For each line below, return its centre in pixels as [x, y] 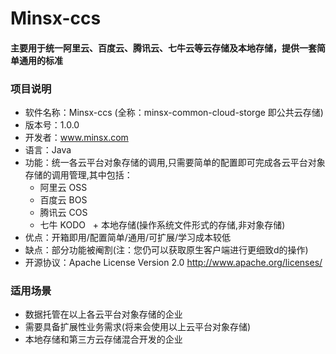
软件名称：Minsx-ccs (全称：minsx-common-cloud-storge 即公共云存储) [174, 113]
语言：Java [48, 150]
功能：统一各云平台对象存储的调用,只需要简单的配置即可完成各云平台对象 [175, 163]
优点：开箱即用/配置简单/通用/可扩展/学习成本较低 [127, 238]
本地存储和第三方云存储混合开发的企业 [103, 339]
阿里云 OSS [63, 188]
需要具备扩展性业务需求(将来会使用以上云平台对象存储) [138, 327]
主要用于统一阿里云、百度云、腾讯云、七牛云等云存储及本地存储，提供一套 [163, 48]
